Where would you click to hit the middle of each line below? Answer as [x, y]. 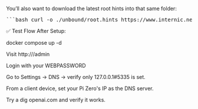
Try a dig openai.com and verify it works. [56, 100]
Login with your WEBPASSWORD [46, 65]
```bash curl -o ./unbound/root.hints [62, 20]
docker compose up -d [34, 43]
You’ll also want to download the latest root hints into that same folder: [91, 9]
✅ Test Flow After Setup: [36, 31]
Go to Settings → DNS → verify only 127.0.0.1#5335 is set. [76, 77]
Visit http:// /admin [28, 54]
